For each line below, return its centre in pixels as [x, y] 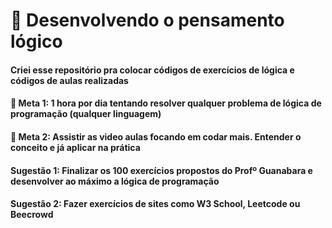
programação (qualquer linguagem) [86, 114]
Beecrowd [32, 215]
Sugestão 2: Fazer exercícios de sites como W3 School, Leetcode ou [155, 204]
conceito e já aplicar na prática [75, 147]
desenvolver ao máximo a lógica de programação [115, 181]
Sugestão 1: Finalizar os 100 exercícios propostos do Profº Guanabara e [161, 170]
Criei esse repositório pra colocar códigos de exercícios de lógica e [152, 70]
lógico [36, 41]
